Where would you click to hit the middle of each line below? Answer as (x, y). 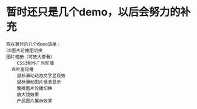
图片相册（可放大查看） (31, 57)
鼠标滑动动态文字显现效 (41, 76)
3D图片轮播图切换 (24, 50)
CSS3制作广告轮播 (36, 63)
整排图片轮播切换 (34, 88)
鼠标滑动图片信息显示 (39, 82)
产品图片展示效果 (34, 101)
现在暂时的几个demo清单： (34, 44)
